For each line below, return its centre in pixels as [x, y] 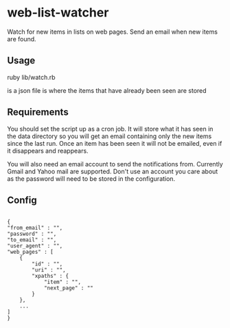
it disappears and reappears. [48, 151]
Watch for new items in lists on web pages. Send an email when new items [113, 32]
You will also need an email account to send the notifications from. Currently [115, 164]
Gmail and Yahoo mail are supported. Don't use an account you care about [113, 171]
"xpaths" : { [50, 276]
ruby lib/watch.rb [32, 77]
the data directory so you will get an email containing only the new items [110, 136]
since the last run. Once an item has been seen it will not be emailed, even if [115, 143]
